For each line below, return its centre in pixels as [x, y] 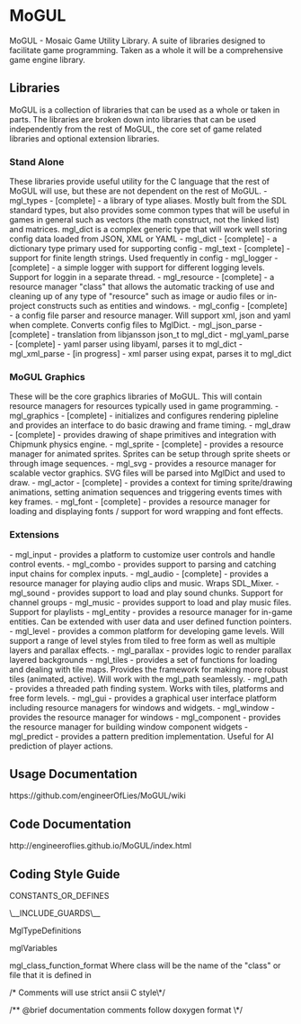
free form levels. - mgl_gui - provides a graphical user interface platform [143, 698]
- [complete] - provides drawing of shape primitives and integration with [143, 435]
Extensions [35, 535]
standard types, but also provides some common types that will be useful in [150, 210]
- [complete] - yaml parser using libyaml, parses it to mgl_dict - [126, 344]
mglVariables [34, 948]
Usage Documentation [73, 774]
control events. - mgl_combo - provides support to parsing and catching [143, 564]
